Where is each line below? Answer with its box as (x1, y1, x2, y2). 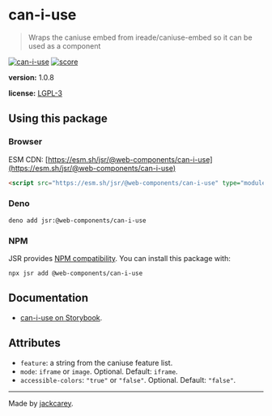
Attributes (8, 337, 61, 350)
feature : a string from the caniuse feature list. (19, 358, 173, 367)
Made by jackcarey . (8, 398, 74, 408)
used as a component (28, 41, 101, 50)
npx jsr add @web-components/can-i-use (8, 269, 143, 277)
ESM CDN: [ (8, 154, 49, 164)
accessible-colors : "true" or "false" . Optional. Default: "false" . (19, 375, 236, 384)
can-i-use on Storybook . (19, 312, 103, 322)
